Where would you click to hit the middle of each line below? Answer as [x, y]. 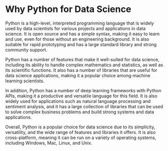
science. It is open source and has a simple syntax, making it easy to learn [82, 34]
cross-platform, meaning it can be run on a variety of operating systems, [81, 137]
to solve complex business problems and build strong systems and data [80, 112]
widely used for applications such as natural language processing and [78, 101]
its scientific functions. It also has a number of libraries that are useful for [81, 70]
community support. [26, 50]
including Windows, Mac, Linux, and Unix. [49, 143]
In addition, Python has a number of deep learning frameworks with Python [83, 90]
